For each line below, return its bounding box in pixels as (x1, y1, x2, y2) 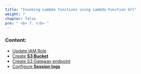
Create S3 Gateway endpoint (12, 58, 71, 64)
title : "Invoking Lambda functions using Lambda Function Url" (5, 7, 137, 12)
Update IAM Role (12, 48, 47, 54)
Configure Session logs (12, 63, 60, 69)
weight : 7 (5, 12, 25, 17)
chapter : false (5, 16, 36, 21)
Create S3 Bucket (12, 53, 48, 59)
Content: (5, 37, 27, 44)
